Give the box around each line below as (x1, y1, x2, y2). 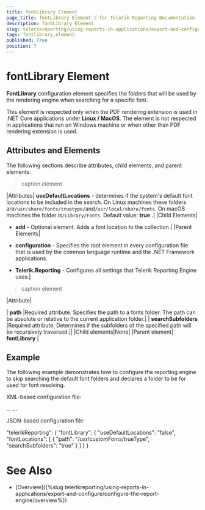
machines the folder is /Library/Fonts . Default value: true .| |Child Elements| (6, 211, 198, 219)
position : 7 (6, 43, 37, 50)
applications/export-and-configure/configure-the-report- (15, 490, 160, 498)
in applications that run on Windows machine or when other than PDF (6, 121, 181, 129)
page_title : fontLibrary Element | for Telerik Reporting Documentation (6, 15, 195, 21)
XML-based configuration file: (6, 393, 82, 401)
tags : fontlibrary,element (6, 32, 75, 38)
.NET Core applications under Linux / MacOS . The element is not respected (6, 114, 196, 122)
